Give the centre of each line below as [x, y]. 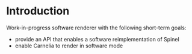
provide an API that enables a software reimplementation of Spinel [97, 39]
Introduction [38, 11]
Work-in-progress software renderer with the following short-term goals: [96, 28]
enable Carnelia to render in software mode [69, 46]
